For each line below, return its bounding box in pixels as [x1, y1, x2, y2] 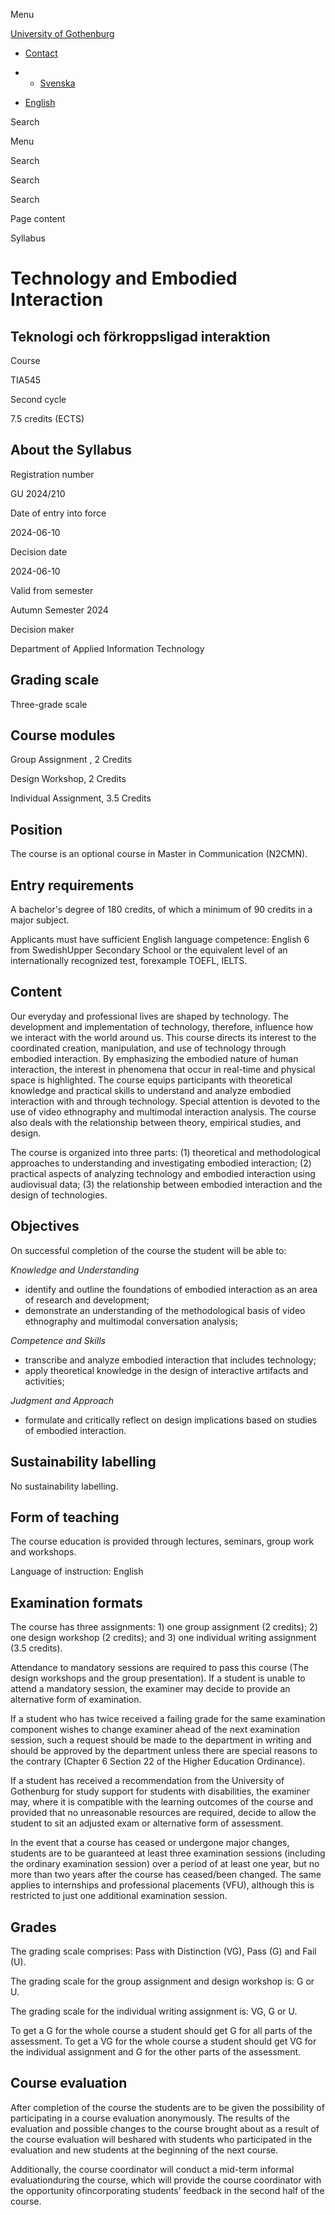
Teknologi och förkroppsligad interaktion [10, 328, 271, 345]
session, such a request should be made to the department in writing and [10, 1734, 312, 1746]
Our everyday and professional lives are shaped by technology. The [10, 1010, 289, 1022]
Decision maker [10, 623, 75, 635]
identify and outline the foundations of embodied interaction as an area [24, 1283, 318, 1295]
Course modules [10, 727, 116, 744]
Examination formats [10, 1594, 143, 1611]
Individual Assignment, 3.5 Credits [10, 792, 152, 804]
